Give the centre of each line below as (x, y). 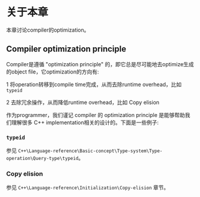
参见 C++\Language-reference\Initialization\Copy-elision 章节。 (87, 187)
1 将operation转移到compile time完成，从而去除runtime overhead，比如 (94, 84)
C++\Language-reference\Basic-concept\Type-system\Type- (90, 151)
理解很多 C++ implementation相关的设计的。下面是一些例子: (85, 122)
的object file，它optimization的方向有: (53, 72)
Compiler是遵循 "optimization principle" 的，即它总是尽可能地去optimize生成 (100, 64)
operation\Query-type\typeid (42, 159)
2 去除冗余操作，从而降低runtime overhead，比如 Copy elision (83, 102)
